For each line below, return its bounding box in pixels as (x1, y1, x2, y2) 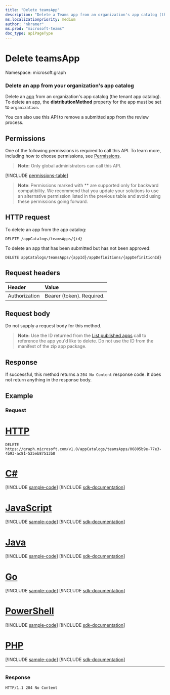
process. (5, 119, 24, 125)
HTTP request (5, 213, 51, 222)
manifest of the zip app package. (17, 343, 87, 350)
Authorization (8, 292, 40, 299)
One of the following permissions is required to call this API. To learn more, (5, 148, 161, 154)
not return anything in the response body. (5, 377, 92, 383)
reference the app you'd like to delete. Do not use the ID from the (17, 338, 154, 344)
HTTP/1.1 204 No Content (5, 685, 58, 690)
